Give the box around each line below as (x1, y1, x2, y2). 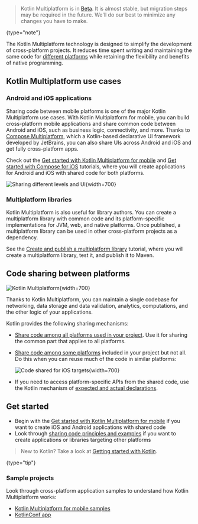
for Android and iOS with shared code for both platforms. (6, 169, 145, 176)
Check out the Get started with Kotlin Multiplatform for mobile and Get (6, 157, 177, 164)
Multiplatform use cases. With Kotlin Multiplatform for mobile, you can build (6, 113, 190, 121)
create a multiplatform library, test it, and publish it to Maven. (6, 251, 154, 259)
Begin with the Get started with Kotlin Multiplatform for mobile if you (14, 417, 180, 424)
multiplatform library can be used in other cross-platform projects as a (6, 227, 177, 235)
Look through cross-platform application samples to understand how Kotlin (6, 487, 189, 494)
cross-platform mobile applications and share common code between (6, 120, 176, 127)
